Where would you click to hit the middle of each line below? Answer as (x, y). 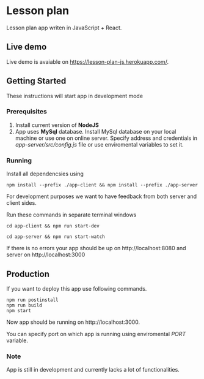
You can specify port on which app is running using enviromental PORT (96, 334)
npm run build (24, 305)
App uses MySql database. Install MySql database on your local (96, 131)
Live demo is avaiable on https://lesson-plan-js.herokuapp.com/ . (88, 61)
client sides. (21, 203)
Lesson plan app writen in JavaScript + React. (64, 28)
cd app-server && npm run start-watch (56, 237)
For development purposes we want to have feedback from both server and (102, 196)
